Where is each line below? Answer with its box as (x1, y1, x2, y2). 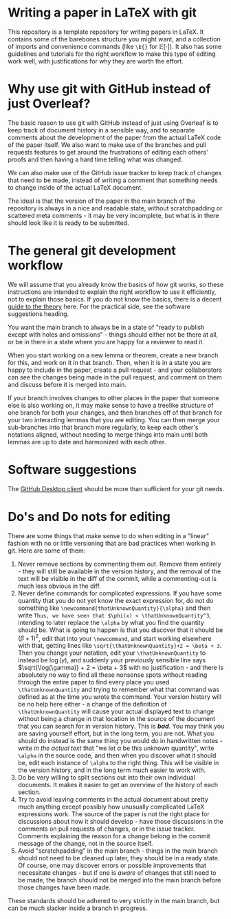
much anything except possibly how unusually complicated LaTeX (17, 802, 205, 811)
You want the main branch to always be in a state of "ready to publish (8, 323, 205, 331)
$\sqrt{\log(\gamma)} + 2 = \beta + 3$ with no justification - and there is (17, 664, 224, 672)
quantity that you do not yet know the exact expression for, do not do (17, 596, 214, 604)
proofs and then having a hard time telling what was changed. (8, 155, 183, 164)
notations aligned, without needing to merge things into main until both (8, 430, 208, 439)
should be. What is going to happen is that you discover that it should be (17, 626, 223, 634)
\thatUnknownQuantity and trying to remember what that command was (17, 685, 219, 694)
